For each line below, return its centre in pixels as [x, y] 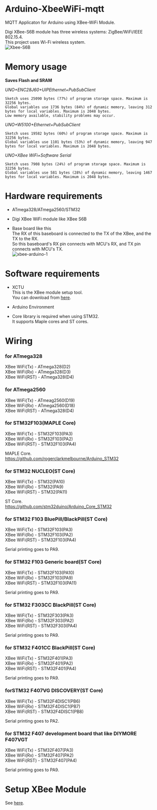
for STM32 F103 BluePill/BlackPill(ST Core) [56, 519]
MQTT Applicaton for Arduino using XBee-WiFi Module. [60, 22]
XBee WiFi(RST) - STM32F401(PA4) [41, 669]
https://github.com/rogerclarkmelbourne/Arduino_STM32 [62, 458]
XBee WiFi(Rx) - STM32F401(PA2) [39, 663]
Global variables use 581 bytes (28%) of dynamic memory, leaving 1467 [78, 173]
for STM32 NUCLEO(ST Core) [40, 471]
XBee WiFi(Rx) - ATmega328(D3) [38, 372]
